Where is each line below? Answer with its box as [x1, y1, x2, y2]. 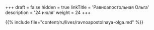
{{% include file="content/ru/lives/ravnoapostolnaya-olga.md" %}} [5, 19, 143, 25]
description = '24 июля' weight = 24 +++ [5, 9, 91, 15]
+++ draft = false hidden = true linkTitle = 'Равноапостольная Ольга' [5, 4, 149, 10]
